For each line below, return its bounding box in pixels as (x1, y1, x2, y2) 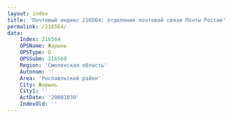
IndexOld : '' (20, 101, 58, 108)
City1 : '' (20, 87, 49, 94)
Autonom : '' (20, 68, 54, 75)
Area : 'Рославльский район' (20, 74, 101, 82)
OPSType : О (20, 49, 52, 56)
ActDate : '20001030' (20, 94, 80, 101)
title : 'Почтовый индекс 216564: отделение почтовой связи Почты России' (7, 17, 227, 24)
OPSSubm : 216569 (20, 56, 68, 62)
